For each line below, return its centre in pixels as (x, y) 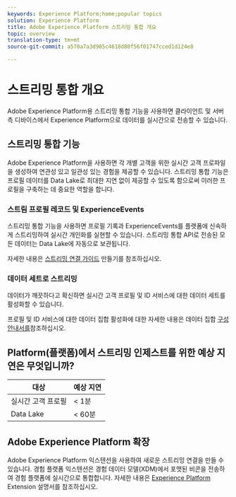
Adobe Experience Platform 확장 (79, 442)
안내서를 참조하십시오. (37, 328)
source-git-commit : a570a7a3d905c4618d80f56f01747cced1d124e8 (100, 47)
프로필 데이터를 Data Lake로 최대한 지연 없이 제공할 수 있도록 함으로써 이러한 (113, 180)
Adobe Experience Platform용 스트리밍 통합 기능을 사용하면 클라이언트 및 (109, 111)
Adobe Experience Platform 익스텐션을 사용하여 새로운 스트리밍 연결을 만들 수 (116, 460)
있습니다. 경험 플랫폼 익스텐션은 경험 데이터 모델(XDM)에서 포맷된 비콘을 (107, 469)
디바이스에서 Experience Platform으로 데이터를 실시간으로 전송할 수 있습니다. (121, 119)
